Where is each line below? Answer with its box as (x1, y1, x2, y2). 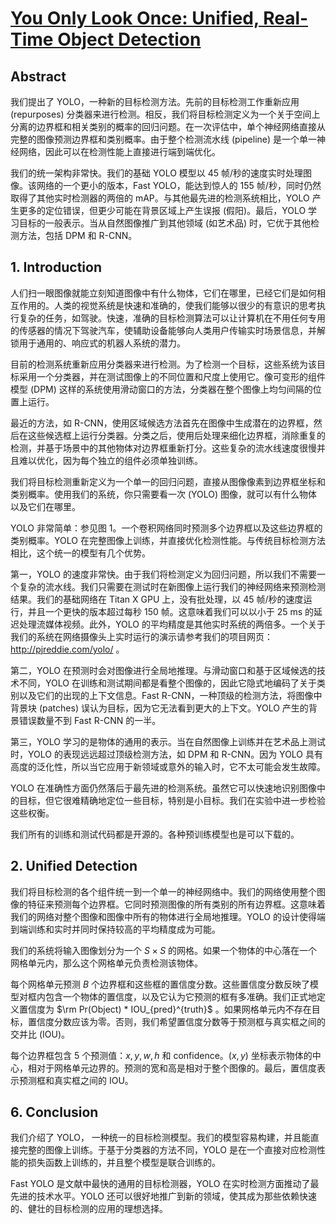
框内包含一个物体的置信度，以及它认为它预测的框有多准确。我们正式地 (27, 990, 317, 1002)
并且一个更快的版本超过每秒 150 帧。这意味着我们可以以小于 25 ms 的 (27, 605, 315, 617)
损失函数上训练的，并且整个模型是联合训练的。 (27, 1157, 221, 1169)
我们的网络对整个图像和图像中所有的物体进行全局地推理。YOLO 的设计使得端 (10, 910, 326, 922)
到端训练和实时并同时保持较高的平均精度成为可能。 (10, 923, 221, 935)
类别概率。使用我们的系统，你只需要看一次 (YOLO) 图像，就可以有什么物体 (10, 488, 318, 500)
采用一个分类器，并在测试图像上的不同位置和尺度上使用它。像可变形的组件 (18, 370, 326, 382)
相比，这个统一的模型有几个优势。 (10, 547, 151, 559)
